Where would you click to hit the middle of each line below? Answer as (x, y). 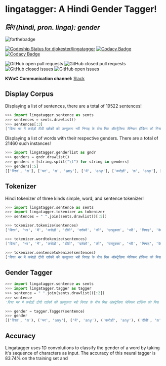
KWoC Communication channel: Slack (45, 78)
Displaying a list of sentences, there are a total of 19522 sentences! (73, 106)
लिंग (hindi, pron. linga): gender (53, 27)
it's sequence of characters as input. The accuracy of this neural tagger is (80, 353)
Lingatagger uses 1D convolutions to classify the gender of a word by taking (83, 348)
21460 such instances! (28, 143)
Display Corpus (29, 94)
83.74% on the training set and (37, 358)
